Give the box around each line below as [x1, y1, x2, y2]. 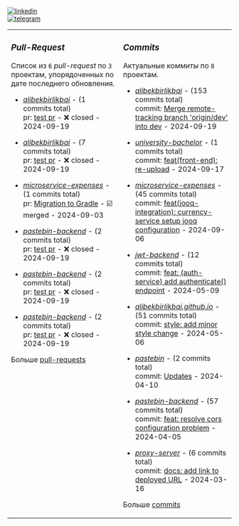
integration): [134, 207, 176, 217]
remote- [187, 103, 216, 113]
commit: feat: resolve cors [134, 414, 222, 424]
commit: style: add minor [134, 319, 218, 329]
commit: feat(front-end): [134, 155, 218, 165]
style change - [134, 328, 185, 338]
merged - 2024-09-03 [23, 210, 104, 220]
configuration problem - [134, 423, 216, 433]
